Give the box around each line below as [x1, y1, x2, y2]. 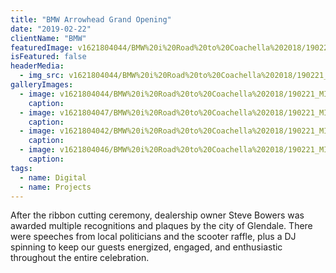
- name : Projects [19, 182, 92, 192]
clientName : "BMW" [10, 33, 87, 43]
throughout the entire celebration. [10, 252, 150, 264]
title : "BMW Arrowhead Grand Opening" [10, 14, 172, 25]
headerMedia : [10, 61, 65, 71]
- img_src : [19, 71, 65, 81]
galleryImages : [10, 80, 74, 90]
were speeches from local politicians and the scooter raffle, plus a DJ [10, 231, 297, 243]
